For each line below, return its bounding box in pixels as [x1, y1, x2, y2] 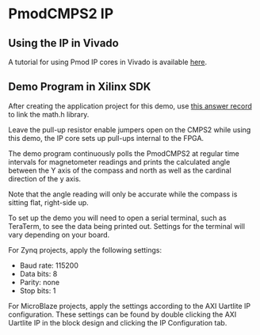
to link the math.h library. [8, 109, 90, 119]
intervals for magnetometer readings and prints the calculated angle [8, 157, 231, 166]
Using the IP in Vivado [8, 36, 119, 50]
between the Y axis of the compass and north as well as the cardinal [8, 166, 231, 175]
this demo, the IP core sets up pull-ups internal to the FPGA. [8, 133, 205, 143]
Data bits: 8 [19, 268, 58, 278]
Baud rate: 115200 [19, 261, 79, 270]
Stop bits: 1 [19, 286, 56, 295]
